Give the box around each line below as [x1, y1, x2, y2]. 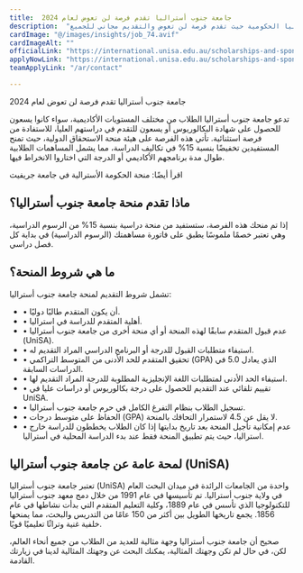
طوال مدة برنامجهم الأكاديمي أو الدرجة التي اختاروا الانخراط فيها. [9, 151, 225, 162]
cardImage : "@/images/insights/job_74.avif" [9, 30, 179, 39]
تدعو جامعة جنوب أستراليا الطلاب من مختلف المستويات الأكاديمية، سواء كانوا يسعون [9, 114, 290, 124]
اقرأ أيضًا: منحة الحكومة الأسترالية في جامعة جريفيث [9, 168, 183, 180]
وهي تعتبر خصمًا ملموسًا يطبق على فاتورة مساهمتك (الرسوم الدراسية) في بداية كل [9, 229, 286, 240]
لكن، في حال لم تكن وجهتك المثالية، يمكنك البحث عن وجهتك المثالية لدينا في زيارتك [9, 546, 287, 557]
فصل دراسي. [9, 238, 54, 249]
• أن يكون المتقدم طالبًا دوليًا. [22, 305, 121, 316]
